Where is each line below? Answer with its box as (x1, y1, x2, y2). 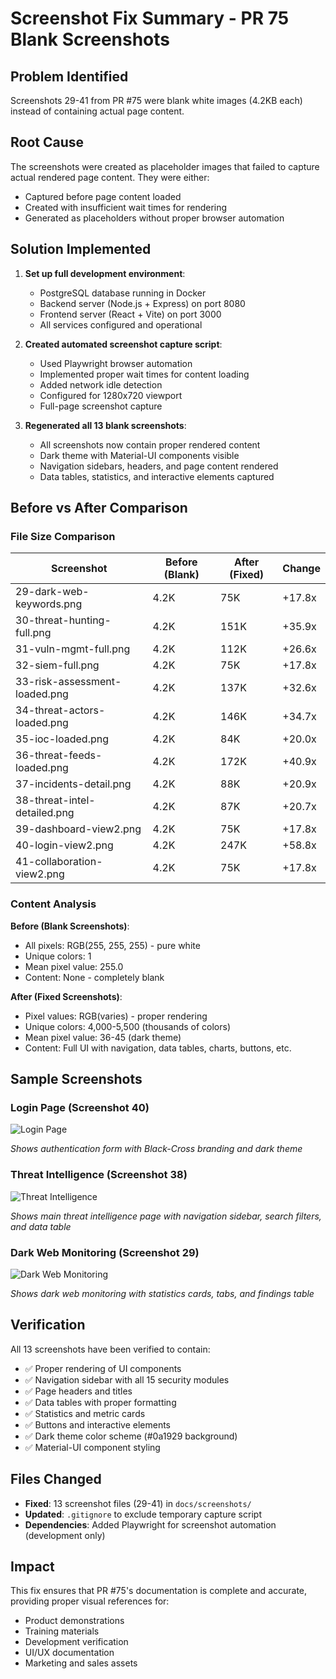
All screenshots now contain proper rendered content (39, 438, 261, 451)
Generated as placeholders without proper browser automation (24, 212, 285, 224)
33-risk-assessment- (15, 675, 122, 689)
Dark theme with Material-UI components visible (39, 449, 240, 461)
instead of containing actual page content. (10, 105, 185, 117)
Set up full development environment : (24, 267, 186, 279)
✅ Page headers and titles (24, 1385, 133, 1397)
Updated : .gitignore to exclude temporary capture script (24, 1508, 262, 1520)
